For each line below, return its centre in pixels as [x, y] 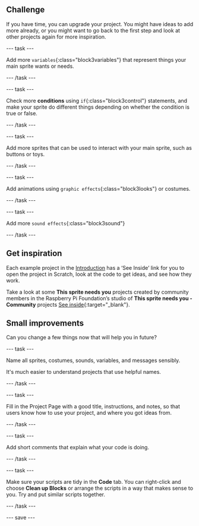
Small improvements [45, 323]
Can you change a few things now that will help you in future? [82, 338]
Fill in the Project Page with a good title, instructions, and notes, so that [93, 407]
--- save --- [21, 518]
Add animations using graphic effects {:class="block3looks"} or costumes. [98, 188]
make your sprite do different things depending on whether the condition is [98, 107]
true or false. [22, 113]
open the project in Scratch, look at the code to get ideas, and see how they [99, 274]
